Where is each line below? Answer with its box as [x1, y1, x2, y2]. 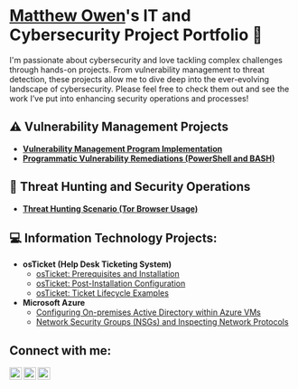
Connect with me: [9, 343, 112, 358]
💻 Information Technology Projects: [9, 230, 218, 245]
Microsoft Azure [22, 298, 86, 308]
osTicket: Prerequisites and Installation [35, 269, 181, 280]
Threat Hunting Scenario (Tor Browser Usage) [22, 203, 199, 213]
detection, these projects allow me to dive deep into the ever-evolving [9, 73, 269, 84]
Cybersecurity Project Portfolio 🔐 [9, 24, 264, 45]
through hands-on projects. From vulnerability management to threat [9, 64, 265, 75]
